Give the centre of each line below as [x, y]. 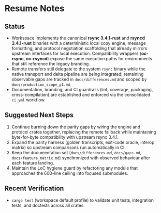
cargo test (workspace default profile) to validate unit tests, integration [83, 200]
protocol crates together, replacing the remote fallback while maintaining [84, 132]
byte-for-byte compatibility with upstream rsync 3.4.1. [65, 137]
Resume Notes [35, 8]
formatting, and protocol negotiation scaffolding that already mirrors [79, 48]
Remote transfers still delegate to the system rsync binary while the [79, 69]
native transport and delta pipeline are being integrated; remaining [77, 74]
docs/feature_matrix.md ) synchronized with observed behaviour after [81, 158]
